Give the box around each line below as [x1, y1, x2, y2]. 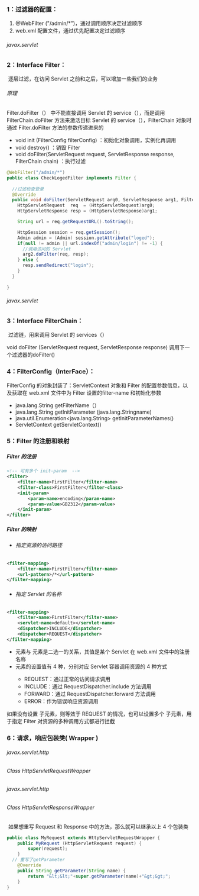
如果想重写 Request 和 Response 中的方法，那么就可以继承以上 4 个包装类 [8, 823, 188, 830]
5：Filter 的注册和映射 [6, 437, 70, 445]
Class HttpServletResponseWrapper [6, 804, 95, 811]
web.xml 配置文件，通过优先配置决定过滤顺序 [15, 27, 126, 34]
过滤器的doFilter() [11, 351, 56, 359]
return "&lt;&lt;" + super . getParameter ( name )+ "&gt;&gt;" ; [28, 873, 171, 879]
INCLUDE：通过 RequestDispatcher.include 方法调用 [24, 682, 152, 690]
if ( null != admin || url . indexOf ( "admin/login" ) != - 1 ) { [17, 240, 163, 246]
